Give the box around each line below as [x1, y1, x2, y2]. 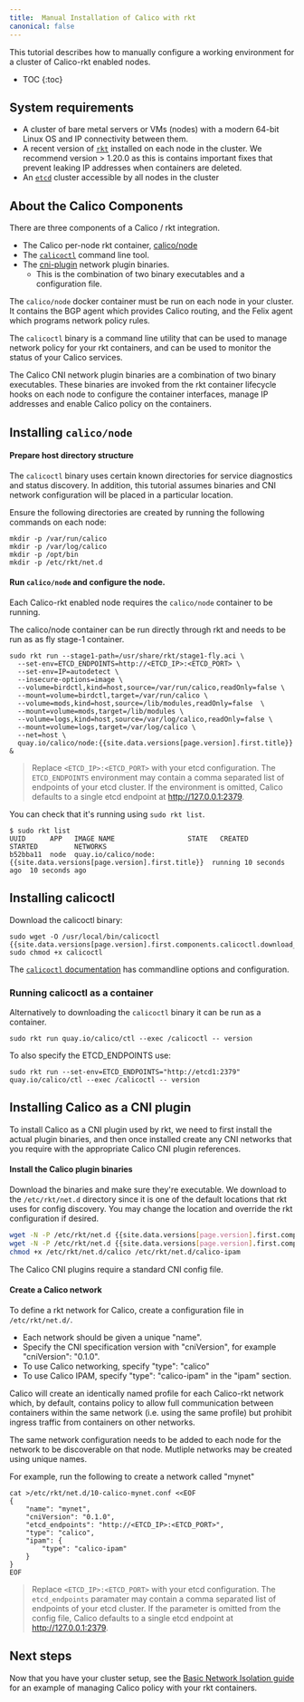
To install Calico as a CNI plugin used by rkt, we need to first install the [9, 1124, 273, 1135]
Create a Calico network [9, 1284, 102, 1295]
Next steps [9, 1649, 72, 1664]
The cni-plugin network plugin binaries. [22, 259, 170, 270]
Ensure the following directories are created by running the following [9, 506, 265, 517]
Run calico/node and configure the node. [9, 577, 166, 588]
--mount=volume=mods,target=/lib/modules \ [17, 707, 184, 716]
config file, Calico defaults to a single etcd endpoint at [31, 1612, 233, 1623]
